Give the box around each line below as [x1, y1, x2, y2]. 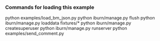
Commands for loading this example [5, 4, 94, 11]
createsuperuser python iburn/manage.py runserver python [5, 25, 128, 31]
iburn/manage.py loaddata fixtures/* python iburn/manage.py [5, 20, 132, 26]
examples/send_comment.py [5, 31, 65, 37]
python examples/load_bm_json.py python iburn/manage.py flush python [5, 15, 155, 21]
